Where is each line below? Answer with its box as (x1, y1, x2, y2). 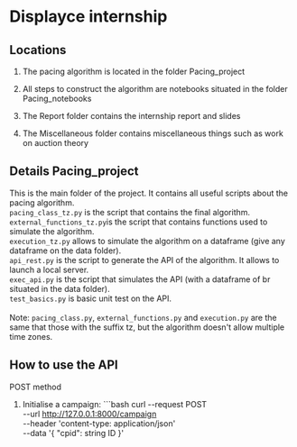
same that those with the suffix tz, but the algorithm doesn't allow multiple (9, 322, 285, 333)
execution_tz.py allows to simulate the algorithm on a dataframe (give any (9, 235, 286, 246)
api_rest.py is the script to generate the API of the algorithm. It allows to (9, 254, 280, 265)
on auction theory (22, 138, 88, 148)
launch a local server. (9, 264, 89, 275)
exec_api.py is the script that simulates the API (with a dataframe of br (9, 273, 271, 285)
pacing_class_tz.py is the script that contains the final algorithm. (9, 206, 251, 217)
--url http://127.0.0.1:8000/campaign (22, 408, 157, 419)
